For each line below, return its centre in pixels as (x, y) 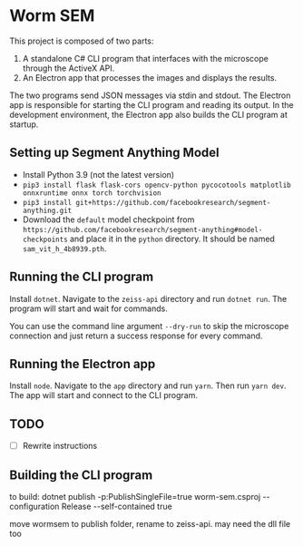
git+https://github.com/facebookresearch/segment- (173, 202)
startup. (24, 124)
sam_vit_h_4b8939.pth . (64, 248)
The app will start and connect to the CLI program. (103, 395)
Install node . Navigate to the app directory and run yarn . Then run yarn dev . (148, 385)
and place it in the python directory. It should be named (172, 239)
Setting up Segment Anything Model (114, 153)
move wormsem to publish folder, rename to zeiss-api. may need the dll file (150, 524)
